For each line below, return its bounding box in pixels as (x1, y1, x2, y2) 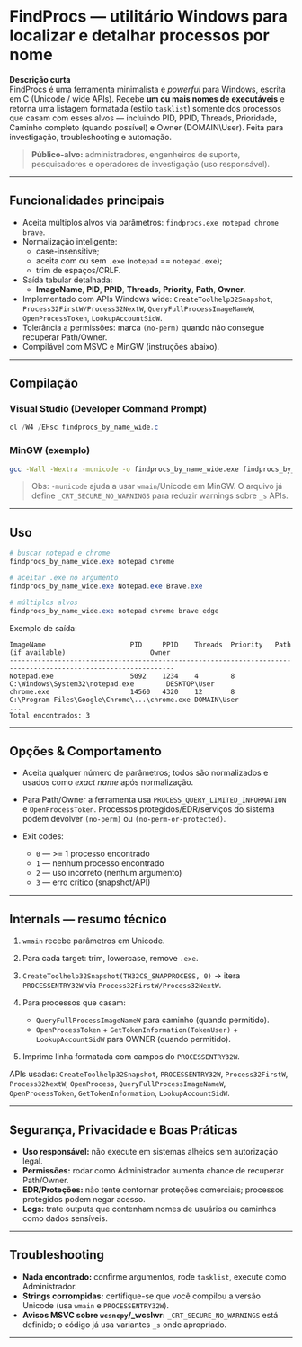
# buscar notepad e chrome (9, 549, 111, 558)
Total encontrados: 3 (9, 710, 91, 720)
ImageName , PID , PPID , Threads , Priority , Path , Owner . (35, 283, 246, 294)
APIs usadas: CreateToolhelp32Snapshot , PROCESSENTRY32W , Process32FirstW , (9, 1068, 289, 1080)
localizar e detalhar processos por (9, 25, 270, 46)
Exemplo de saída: (9, 622, 78, 633)
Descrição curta (9, 74, 71, 85)
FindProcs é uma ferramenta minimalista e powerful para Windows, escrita (9, 84, 286, 94)
